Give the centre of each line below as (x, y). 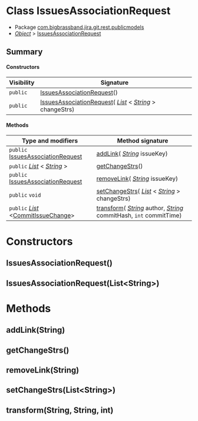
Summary (24, 52)
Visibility (22, 82)
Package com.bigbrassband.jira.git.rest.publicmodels (79, 27)
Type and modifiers (50, 141)
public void (25, 195)
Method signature (143, 141)
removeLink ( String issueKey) (137, 178)
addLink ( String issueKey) (132, 153)
